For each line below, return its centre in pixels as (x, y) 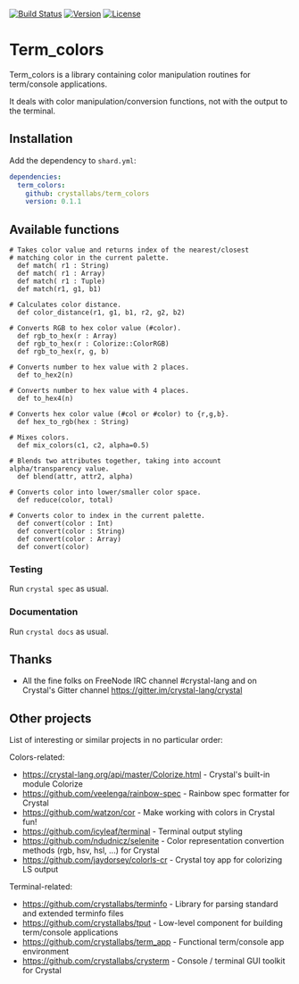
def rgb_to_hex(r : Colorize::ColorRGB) (93, 344)
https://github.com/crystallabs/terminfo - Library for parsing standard (150, 904)
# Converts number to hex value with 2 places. (100, 367)
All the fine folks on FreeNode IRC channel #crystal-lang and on (139, 681)
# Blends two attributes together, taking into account (115, 461)
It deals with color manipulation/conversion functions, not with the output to (149, 101)
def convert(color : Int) (66, 524)
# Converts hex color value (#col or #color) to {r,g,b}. (119, 414)
